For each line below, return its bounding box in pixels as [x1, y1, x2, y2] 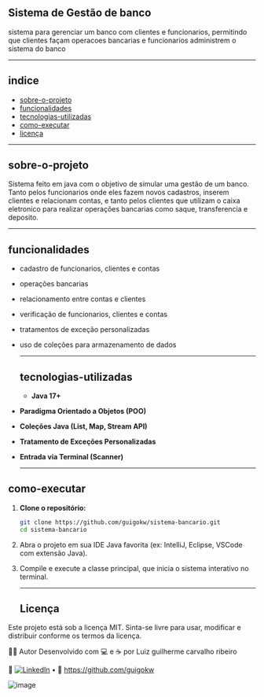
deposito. [8, 212, 39, 223]
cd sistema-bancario [19, 526, 87, 533]
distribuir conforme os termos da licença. [8, 631, 142, 640]
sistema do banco [8, 43, 66, 53]
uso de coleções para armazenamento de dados [19, 340, 177, 349]
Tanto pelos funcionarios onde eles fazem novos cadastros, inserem [8, 188, 229, 197]
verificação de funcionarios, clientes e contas [19, 310, 167, 319]
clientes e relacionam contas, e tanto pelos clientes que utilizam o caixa [8, 196, 240, 205]
